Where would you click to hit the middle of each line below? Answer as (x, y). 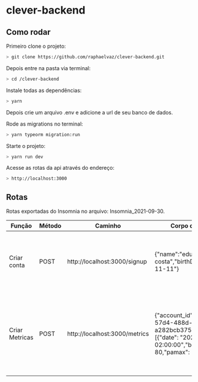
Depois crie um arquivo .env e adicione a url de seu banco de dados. (90, 112)
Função (22, 226)
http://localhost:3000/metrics (108, 334)
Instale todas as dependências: (44, 90)
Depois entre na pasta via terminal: (48, 68)
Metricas (21, 338)
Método (50, 226)
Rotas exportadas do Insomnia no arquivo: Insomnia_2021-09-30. (85, 211)
